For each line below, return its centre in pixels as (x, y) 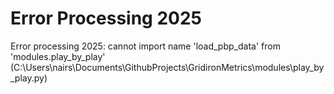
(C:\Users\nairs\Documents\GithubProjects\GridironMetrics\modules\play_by (167, 67)
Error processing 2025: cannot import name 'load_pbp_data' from (145, 46)
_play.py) (29, 78)
